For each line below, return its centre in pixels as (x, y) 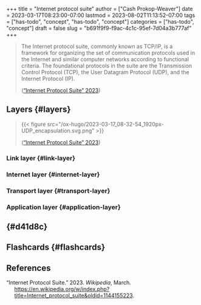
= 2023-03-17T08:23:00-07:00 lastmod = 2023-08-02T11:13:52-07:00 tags (101, 15)
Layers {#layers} (39, 110)
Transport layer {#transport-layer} (58, 191)
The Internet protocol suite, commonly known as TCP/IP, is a (97, 46)
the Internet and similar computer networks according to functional (105, 59)
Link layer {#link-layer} (41, 158)
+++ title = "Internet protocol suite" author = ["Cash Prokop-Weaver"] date (100, 9)
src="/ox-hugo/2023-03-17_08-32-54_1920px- (105, 124)
